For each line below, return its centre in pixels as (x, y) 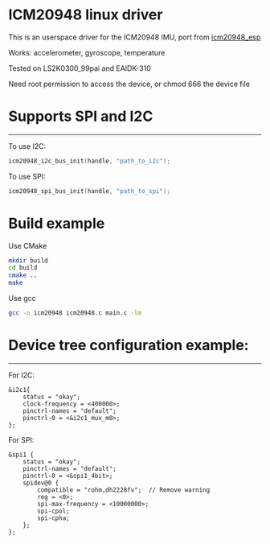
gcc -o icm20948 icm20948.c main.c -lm (75, 313)
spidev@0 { (41, 483)
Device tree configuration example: (129, 346)
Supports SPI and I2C (81, 116)
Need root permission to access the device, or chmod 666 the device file (129, 84)
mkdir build (28, 260)
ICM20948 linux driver (86, 15)
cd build (23, 268)
